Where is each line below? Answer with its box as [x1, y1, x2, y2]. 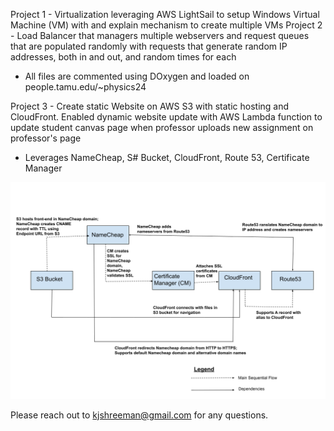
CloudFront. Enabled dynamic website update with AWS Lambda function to [10, 111, 323, 123]
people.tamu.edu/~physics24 [24, 81, 147, 93]
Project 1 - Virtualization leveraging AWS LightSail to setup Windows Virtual [10, 9, 320, 20]
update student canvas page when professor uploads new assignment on [10, 122, 314, 133]
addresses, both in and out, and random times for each [10, 51, 237, 63]
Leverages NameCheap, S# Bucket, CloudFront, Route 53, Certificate [24, 152, 310, 163]
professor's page [10, 132, 82, 144]
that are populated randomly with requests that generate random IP [10, 40, 288, 52]
